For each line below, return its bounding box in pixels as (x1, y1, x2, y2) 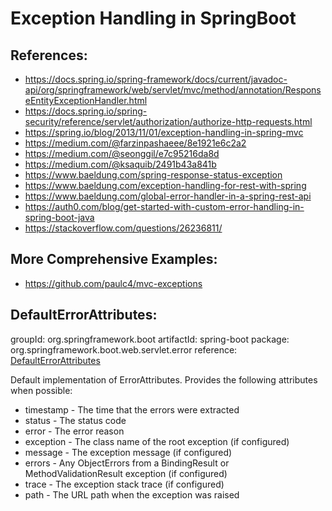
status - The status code (24, 414, 127, 426)
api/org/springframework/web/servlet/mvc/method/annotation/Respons (24, 84, 322, 96)
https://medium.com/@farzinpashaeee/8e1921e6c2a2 (24, 137, 247, 149)
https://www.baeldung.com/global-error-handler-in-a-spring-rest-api (24, 190, 312, 202)
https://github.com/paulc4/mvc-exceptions (24, 277, 203, 289)
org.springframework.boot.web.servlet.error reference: (10, 343, 238, 356)
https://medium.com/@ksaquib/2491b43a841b (24, 158, 217, 170)
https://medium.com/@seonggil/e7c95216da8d (24, 148, 220, 159)
